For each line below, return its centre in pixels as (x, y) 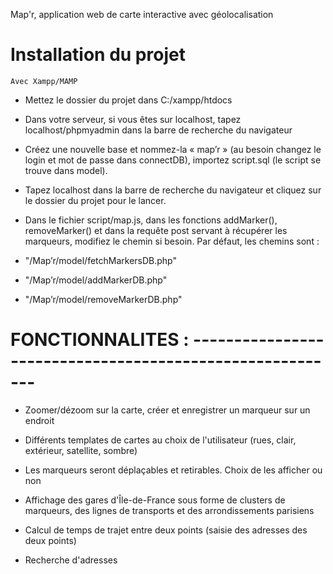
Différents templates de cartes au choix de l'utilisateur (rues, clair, (160, 440)
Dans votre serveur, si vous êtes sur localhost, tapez (133, 119)
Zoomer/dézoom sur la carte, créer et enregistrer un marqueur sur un (167, 410)
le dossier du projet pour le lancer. (95, 200)
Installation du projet (98, 55)
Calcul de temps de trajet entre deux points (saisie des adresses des (166, 530)
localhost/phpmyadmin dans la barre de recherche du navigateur (158, 130)
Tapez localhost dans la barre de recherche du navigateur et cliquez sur (173, 190)
